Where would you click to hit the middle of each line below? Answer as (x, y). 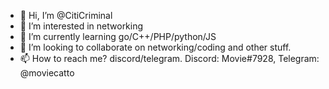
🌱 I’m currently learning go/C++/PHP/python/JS (118, 36)
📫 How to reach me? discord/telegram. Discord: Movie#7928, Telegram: (169, 58)
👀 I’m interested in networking (81, 26)
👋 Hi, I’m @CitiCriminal (66, 15)
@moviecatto (47, 73)
